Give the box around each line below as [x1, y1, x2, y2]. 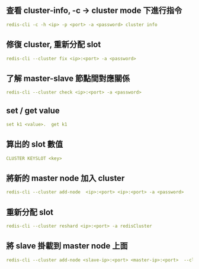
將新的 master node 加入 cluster [6, 173, 125, 183]
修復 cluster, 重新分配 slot [6, 40, 101, 50]
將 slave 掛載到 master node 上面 [6, 241, 129, 251]
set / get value [6, 106, 60, 116]
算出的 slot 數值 [6, 140, 63, 150]
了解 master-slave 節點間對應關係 [6, 73, 130, 83]
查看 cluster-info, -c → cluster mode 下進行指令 [6, 5, 182, 16]
